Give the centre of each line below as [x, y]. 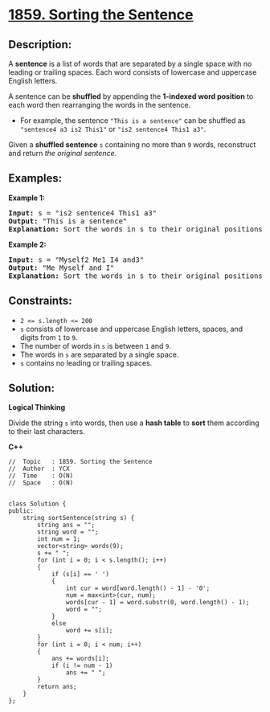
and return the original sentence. [63, 153]
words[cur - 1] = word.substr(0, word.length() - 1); [157, 603]
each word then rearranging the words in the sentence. [100, 105]
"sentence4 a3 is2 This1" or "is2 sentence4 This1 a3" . [113, 129]
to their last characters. [47, 432]
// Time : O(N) [41, 476]
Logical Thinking [37, 407]
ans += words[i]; [80, 659]
